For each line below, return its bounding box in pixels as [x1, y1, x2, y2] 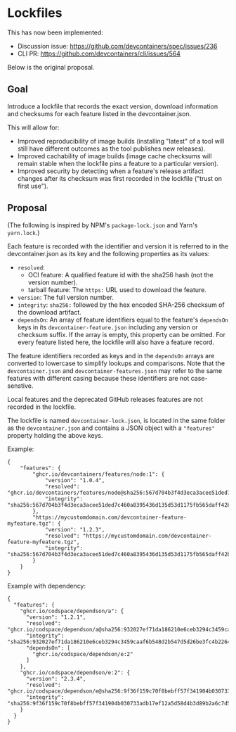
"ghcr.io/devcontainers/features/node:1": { [32, 470, 165, 478]
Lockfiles [7, 5, 63, 21]
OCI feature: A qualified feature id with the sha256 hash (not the [27, 270, 214, 279]
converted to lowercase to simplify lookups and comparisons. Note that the [7, 359, 225, 367]
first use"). [17, 182, 48, 190]
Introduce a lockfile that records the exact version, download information [7, 102, 218, 111]
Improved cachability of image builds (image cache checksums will [17, 151, 212, 160]
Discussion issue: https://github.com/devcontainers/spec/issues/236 [17, 42, 218, 50]
